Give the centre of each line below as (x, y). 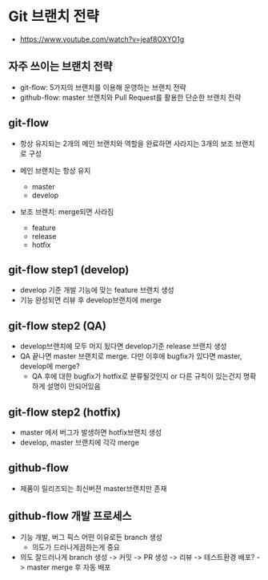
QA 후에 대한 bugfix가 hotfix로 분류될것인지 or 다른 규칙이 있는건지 (136, 376)
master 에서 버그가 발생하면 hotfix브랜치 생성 (91, 432)
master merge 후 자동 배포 (69, 567)
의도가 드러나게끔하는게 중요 (76, 547)
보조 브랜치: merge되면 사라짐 (67, 211)
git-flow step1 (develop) (69, 270)
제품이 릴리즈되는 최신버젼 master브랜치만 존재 (93, 488)
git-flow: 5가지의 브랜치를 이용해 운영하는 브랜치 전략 (103, 87)
